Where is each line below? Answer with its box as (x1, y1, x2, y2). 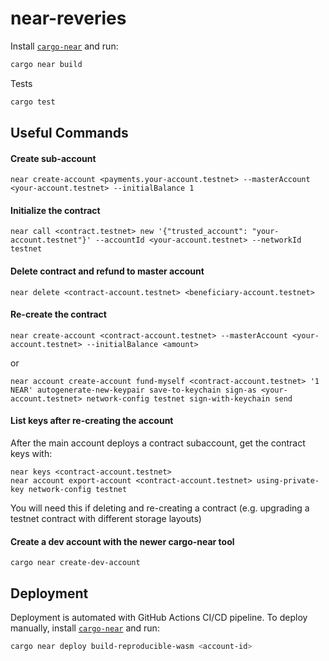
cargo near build (10, 59, 83, 69)
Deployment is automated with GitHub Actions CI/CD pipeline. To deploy (10, 612, 308, 624)
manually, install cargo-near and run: (10, 622, 160, 634)
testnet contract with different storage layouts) (10, 513, 202, 525)
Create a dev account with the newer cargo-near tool (10, 535, 235, 547)
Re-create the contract (10, 308, 107, 321)
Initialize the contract (10, 204, 101, 216)
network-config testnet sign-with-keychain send (86, 393, 293, 404)
